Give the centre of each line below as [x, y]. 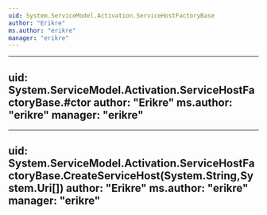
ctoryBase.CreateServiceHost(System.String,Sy [131, 176]
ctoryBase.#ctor [50, 102]
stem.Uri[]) [36, 188]
